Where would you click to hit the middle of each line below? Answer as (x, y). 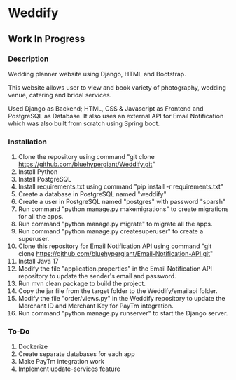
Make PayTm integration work (61, 362)
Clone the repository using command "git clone (86, 157)
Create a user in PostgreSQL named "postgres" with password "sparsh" (122, 202)
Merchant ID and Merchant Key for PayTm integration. (96, 306)
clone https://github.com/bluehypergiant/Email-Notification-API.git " (116, 254)
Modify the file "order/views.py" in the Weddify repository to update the (122, 299)
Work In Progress (47, 39)
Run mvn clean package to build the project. (82, 284)
